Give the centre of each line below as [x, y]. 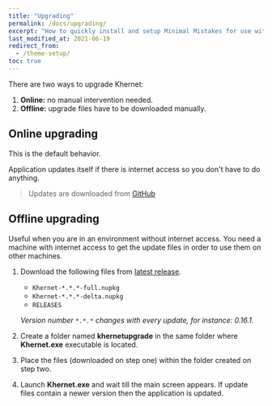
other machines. [36, 255]
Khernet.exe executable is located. [79, 344]
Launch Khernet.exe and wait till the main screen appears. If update [134, 384]
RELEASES [47, 305]
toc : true [25, 62]
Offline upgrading [54, 219]
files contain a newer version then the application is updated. [122, 393]
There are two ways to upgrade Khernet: [76, 84]
